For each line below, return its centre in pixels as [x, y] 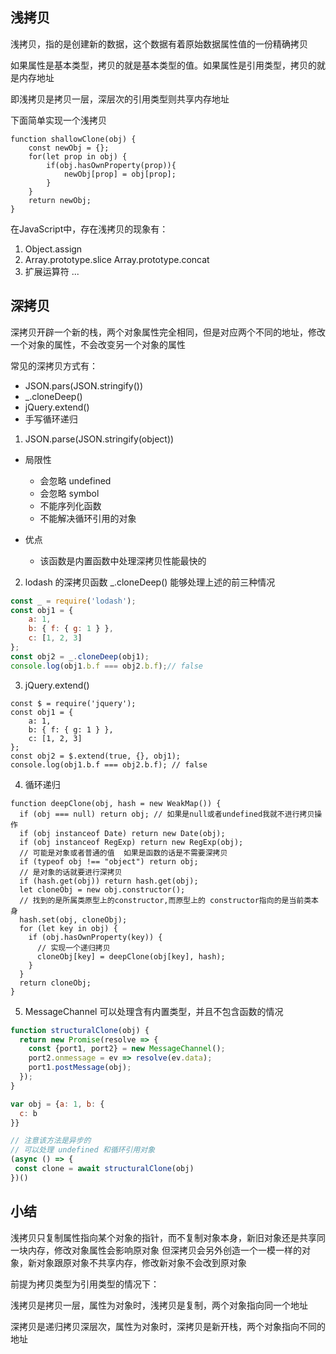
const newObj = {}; [69, 148]
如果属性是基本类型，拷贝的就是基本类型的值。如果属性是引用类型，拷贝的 [163, 65]
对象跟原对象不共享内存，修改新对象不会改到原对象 [141, 1262]
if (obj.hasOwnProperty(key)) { [95, 937]
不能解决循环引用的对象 [88, 518]
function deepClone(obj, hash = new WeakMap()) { [116, 803]
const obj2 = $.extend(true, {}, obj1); [96, 756]
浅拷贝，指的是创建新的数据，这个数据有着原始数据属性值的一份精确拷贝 [159, 44]
